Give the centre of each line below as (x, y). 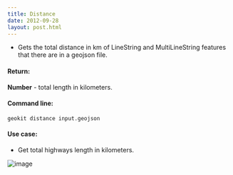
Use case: (22, 134)
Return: (19, 71)
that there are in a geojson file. (63, 55)
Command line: (30, 103)
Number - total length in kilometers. (60, 87)
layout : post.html (35, 27)
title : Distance (31, 14)
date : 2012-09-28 (33, 21)
